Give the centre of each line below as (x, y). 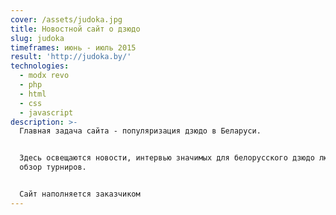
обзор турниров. (53, 167)
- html (33, 94)
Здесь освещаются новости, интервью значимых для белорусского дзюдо (167, 158)
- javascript (46, 112)
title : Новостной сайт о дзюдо (75, 29)
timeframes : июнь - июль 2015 (73, 47)
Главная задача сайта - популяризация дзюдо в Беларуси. (140, 131)
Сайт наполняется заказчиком (80, 194)
